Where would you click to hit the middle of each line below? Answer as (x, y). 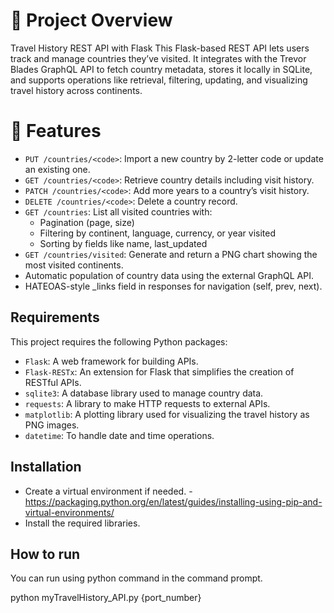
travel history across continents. (76, 90)
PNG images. (52, 425)
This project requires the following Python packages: (119, 341)
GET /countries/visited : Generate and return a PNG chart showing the (171, 254)
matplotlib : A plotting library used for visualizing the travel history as (167, 414)
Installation (46, 467)
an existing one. (57, 169)
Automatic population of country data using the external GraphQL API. (169, 275)
